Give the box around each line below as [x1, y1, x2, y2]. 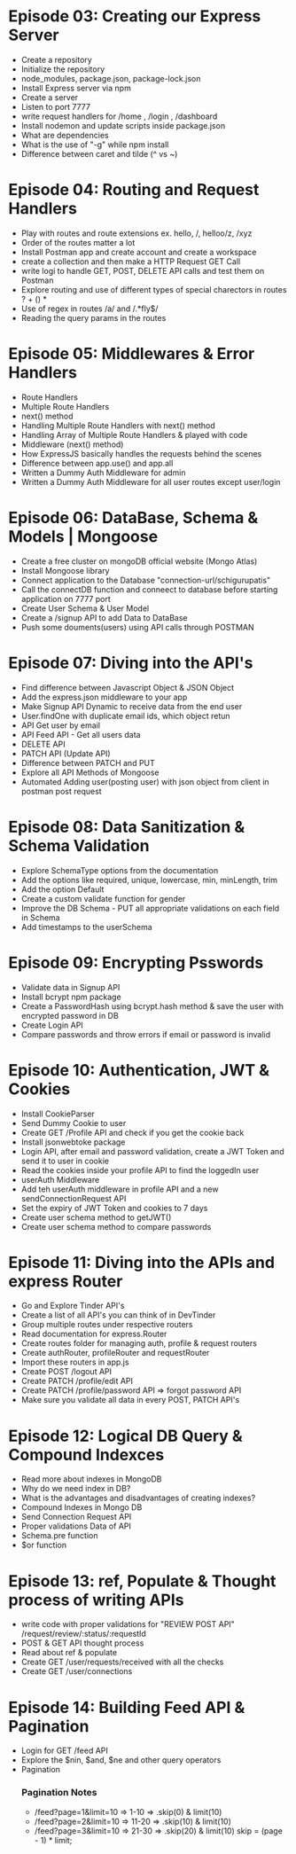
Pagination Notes [20, 1787, 97, 1799]
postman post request [20, 786, 103, 796]
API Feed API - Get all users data [20, 729, 141, 739]
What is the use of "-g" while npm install [20, 139, 169, 150]
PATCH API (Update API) [20, 747, 112, 759]
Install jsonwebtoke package [20, 1137, 126, 1147]
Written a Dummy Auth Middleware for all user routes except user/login [20, 476, 281, 487]
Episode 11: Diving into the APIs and [8, 1252, 276, 1272]
